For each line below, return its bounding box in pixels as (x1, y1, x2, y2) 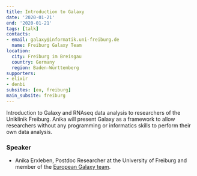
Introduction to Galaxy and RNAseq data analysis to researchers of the (6, 109, 181, 116)
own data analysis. (6, 128, 53, 135)
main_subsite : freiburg (6, 93, 66, 99)
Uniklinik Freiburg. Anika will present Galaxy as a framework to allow (6, 115, 175, 123)
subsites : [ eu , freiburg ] (6, 87, 71, 93)
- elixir (6, 76, 28, 82)
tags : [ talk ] (6, 25, 39, 32)
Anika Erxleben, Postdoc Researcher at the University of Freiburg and (14, 157, 187, 164)
